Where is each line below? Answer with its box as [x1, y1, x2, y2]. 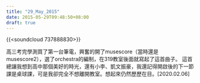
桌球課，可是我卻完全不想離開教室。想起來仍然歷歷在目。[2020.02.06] [16, 71, 190, 78]
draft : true [6, 20, 36, 25]
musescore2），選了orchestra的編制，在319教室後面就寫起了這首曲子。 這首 [6, 56, 193, 63]
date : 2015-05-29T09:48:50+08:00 [6, 14, 89, 20]
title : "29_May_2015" [6, 8, 60, 15]
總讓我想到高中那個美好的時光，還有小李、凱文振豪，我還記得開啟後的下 [6, 63, 183, 70]
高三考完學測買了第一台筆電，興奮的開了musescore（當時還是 [6, 48, 159, 55]
